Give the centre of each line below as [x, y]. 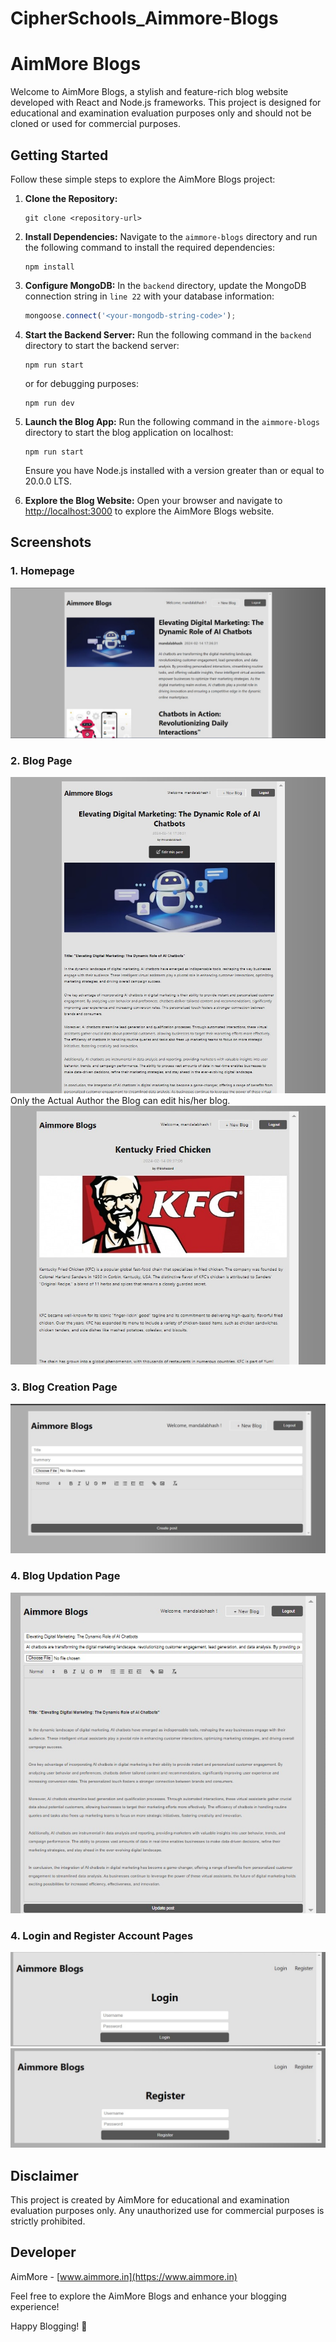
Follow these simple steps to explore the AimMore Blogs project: [143, 179]
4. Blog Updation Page [65, 1576]
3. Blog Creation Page [64, 1387]
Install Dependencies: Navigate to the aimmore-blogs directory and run [171, 236]
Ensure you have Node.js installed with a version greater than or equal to [174, 470]
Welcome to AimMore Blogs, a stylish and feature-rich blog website [149, 92]
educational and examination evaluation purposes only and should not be [161, 113]
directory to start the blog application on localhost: [129, 432]
